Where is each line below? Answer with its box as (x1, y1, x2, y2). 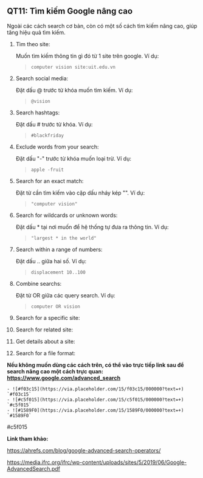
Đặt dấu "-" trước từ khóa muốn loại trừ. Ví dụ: (15, 154, 131, 162)
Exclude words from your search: (15, 143, 99, 150)
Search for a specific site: (15, 314, 80, 321)
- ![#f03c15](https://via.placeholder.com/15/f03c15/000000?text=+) (7, 386, 184, 392)
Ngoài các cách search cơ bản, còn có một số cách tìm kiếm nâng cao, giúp (7, 22, 198, 29)
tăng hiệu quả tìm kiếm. (7, 29, 66, 36)
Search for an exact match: (15, 177, 84, 184)
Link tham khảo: (7, 435, 49, 442)
